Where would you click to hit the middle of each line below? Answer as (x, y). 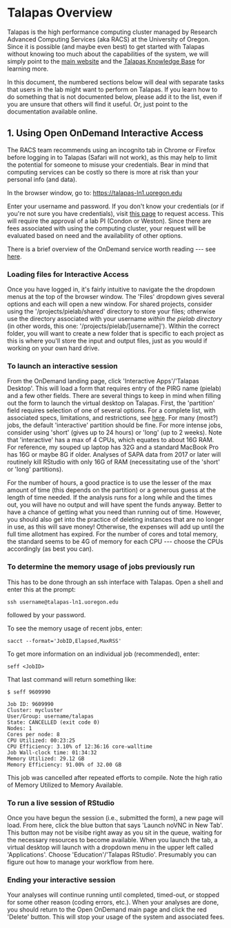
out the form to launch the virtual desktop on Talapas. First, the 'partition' (111, 403)
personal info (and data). (42, 179)
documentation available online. (52, 111)
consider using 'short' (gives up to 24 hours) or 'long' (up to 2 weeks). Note (115, 433)
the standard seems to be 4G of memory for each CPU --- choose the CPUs (115, 542)
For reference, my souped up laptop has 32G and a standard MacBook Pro (113, 447)
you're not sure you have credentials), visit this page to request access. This (115, 213)
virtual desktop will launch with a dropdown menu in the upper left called (110, 847)
